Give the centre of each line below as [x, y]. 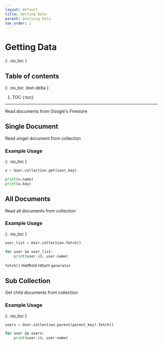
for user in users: [25, 334]
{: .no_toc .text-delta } [27, 88]
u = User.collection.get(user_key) [41, 171]
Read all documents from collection [41, 211]
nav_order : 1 [18, 23]
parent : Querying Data [28, 19]
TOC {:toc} [23, 97]
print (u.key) [18, 184]
